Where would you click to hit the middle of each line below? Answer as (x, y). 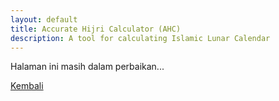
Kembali (27, 86)
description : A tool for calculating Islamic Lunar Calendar (140, 38)
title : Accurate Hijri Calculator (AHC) (96, 29)
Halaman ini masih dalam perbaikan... (87, 67)
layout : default (44, 19)
